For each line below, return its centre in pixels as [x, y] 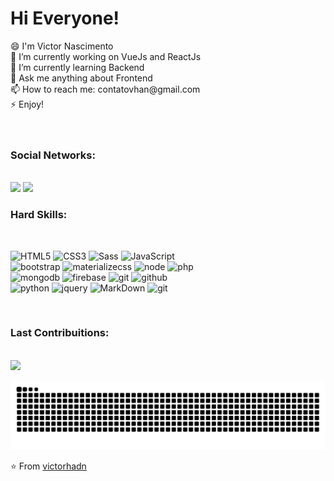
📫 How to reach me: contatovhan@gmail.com [105, 89]
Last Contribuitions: [60, 333]
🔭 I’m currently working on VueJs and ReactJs [106, 56]
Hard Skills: [39, 215]
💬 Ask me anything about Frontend [81, 78]
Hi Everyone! [65, 18]
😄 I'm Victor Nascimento [62, 46]
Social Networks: [53, 155]
